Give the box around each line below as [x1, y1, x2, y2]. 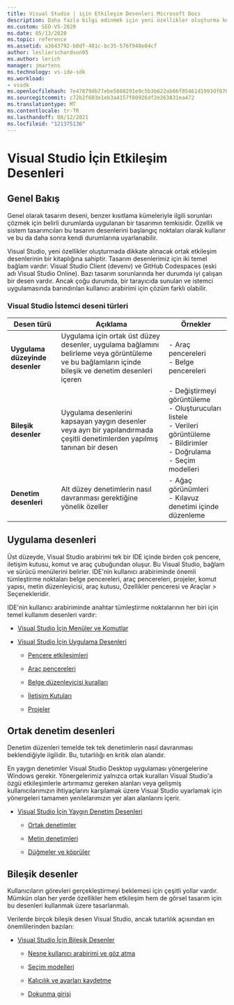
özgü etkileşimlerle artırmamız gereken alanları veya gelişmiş [7, 779, 182, 788]
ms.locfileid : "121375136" [7, 120, 86, 127]
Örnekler [180, 319, 211, 329]
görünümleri [168, 484, 209, 494]
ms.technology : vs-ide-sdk [7, 68, 86, 75]
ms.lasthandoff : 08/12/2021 [7, 114, 89, 120]
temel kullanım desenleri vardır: [7, 610, 97, 618]
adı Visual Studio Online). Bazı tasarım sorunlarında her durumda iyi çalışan [7, 269, 223, 277]
